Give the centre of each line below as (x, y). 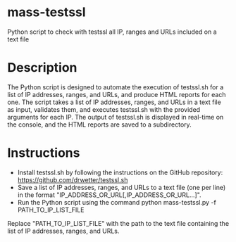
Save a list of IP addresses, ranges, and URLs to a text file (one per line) (122, 187)
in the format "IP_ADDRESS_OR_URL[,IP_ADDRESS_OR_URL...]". (110, 195)
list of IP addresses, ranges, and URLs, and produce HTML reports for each (117, 94)
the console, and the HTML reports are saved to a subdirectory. (99, 125)
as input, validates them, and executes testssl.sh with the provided (104, 109)
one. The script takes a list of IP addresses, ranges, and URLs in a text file (114, 102)
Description (42, 68)
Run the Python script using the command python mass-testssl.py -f (117, 202)
